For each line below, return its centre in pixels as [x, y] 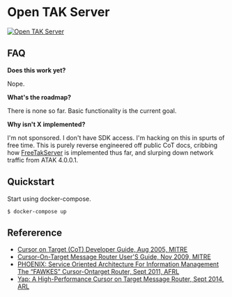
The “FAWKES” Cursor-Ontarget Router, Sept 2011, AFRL [98, 272]
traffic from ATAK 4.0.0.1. [43, 160]
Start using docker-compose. [49, 199]
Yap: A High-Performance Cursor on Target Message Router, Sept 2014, [121, 279]
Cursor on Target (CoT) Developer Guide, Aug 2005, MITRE [102, 250]
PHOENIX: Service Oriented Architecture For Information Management [118, 264]
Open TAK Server [59, 12]
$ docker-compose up [37, 211]
